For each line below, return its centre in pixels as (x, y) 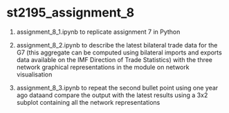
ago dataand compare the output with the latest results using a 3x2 (112, 95)
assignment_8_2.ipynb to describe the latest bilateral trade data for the (117, 45)
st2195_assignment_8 (71, 13)
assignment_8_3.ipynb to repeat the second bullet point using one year (117, 88)
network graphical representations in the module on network (103, 67)
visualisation (34, 74)
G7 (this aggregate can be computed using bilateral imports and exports (119, 52)
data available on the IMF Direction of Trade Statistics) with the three (114, 59)
